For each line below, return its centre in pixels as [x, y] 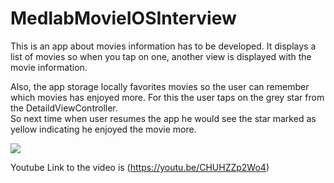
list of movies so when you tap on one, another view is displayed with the [161, 56]
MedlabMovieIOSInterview [123, 18]
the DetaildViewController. [64, 108]
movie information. [49, 67]
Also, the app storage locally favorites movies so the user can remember [160, 86]
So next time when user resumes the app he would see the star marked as [163, 118]
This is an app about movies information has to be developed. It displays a [163, 46]
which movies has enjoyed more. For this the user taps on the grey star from [167, 97]
